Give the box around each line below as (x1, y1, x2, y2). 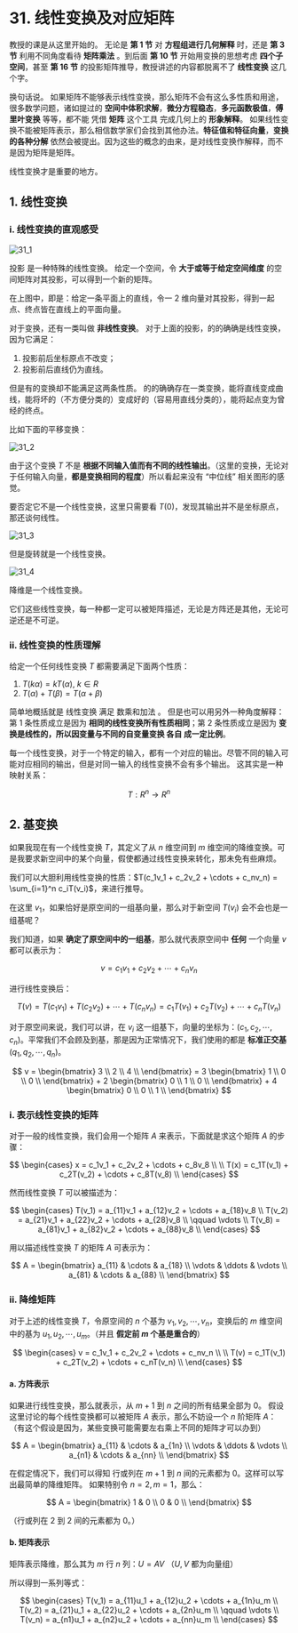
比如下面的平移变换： (9, 423, 87, 434)
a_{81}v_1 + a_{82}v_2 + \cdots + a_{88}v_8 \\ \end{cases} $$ (37, 1224, 261, 1235)
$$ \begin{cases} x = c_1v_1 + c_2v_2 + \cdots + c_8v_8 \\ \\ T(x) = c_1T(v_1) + (9, 1160, 289, 1170)
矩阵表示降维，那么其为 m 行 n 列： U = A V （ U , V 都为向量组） (9, 1558, 239, 1569)
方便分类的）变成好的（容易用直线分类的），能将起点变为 (70, 393, 278, 405)
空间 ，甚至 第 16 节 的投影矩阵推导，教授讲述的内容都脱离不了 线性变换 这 (9, 61, 279, 72)
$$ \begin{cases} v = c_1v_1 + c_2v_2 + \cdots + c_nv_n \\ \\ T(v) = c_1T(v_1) (12, 1347, 286, 1358)
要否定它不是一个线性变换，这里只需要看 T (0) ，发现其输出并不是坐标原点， (9, 501, 284, 511)
